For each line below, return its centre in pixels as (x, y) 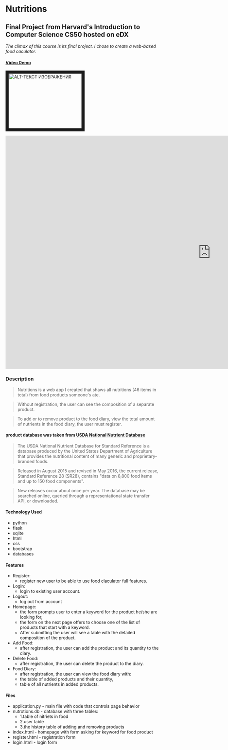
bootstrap (22, 549)
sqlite (18, 533)
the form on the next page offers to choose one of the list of (80, 622)
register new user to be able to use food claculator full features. (83, 581)
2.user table (32, 722)
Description (20, 379)
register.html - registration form (44, 737)
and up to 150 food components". (51, 481)
